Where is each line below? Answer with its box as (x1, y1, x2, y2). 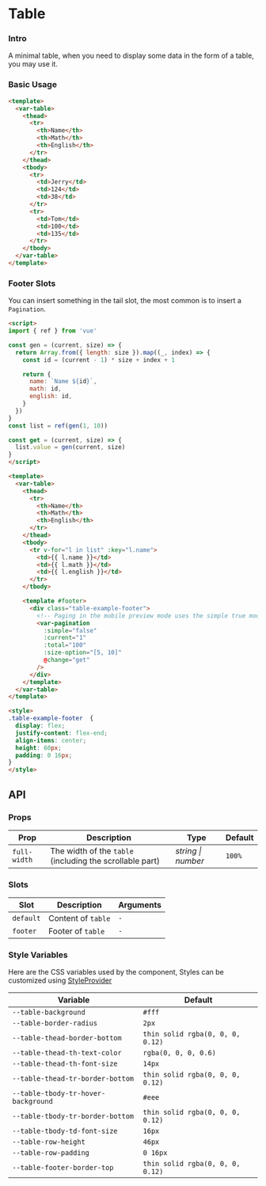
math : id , (28, 385, 62, 393)
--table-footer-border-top (12, 1163, 114, 1173)
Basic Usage (8, 79, 58, 90)
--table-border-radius (12, 1019, 97, 1028)
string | (175, 845, 202, 856)
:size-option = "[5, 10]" (43, 648, 123, 657)
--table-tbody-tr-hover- (12, 1089, 106, 1098)
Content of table (48, 913, 111, 924)
